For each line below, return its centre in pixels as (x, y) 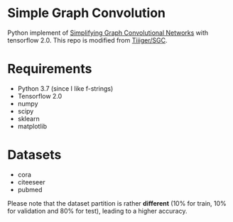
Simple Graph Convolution (86, 13)
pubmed (30, 189)
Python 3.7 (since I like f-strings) (65, 88)
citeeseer (31, 182)
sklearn (29, 118)
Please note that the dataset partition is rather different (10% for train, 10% (117, 203)
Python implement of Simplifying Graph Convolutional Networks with (108, 33)
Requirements (50, 69)
